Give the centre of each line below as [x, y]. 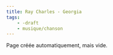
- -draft [28, 23]
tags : [13, 17]
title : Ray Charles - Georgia [44, 12]
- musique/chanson [40, 28]
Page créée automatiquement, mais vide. [57, 45]
